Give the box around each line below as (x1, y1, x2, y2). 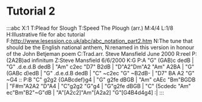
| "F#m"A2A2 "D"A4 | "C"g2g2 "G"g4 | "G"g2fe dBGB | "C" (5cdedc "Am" (6, 82, 192, 89)
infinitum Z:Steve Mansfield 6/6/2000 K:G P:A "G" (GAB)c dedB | (31, 56, 194, 64)
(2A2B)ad (6, 56, 30, 64)
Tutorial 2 (6, 4, 56, 18)
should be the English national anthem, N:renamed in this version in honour (6, 44, 195, 51)
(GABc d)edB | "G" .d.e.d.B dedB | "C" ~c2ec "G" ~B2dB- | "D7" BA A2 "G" (6, 69, 195, 76)
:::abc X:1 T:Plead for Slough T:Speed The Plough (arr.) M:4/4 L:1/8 (6, 24, 173, 32)
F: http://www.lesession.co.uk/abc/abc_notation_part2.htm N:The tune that (6, 37, 193, 44)
